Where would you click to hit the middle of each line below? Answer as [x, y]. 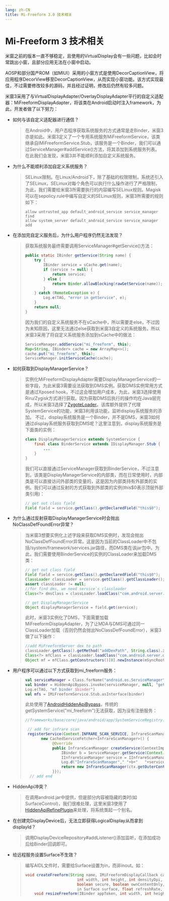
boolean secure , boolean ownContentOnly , [121, 884]
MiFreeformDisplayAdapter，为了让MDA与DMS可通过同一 [85, 624]
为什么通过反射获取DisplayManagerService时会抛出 [66, 518]
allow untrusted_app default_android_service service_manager [92, 212]
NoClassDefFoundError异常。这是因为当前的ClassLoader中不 [89, 542]
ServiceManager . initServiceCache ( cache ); [69, 358]
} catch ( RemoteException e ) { [67, 293]
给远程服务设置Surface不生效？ [45, 855]
